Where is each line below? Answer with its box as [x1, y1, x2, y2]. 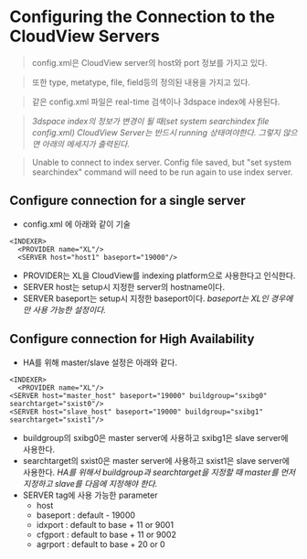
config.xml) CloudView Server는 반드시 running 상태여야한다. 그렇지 [31, 126, 281, 138]
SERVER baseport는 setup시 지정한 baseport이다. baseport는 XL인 [22, 293, 270, 304]
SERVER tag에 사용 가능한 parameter [22, 489, 158, 500]
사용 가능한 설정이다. [32, 304, 107, 315]
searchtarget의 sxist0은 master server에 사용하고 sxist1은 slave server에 [22, 455, 291, 466]
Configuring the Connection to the [9, 6, 276, 27]
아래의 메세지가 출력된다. [41, 138, 131, 149]
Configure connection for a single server [9, 193, 246, 209]
